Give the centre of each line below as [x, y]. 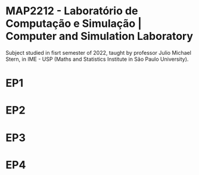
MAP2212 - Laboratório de [72, 11]
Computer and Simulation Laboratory [99, 36]
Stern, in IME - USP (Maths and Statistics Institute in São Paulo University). [97, 59]
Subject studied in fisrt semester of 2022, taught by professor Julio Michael [99, 52]
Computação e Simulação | [74, 24]
